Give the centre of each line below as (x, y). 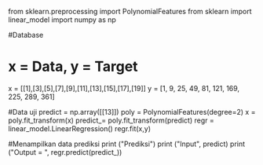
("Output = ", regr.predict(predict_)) (65, 152)
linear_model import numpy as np (62, 20)
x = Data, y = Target (73, 67)
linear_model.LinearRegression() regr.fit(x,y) (80, 128)
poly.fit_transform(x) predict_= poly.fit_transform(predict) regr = (111, 120)
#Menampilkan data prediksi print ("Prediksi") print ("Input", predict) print (127, 144)
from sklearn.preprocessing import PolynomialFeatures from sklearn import (130, 11)
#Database (26, 35)
